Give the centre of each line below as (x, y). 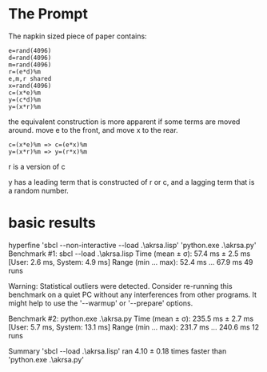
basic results (52, 223)
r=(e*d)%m (25, 72)
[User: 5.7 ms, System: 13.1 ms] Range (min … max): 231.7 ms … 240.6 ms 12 (134, 327)
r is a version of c (37, 166)
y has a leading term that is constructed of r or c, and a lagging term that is (132, 182)
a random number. (39, 190)
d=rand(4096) (30, 58)
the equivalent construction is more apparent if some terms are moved (124, 122)
